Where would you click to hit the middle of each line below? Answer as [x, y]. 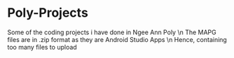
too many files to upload [42, 47]
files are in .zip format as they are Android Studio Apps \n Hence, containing [117, 39]
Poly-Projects [48, 13]
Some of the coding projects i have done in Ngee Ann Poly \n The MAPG [112, 32]
